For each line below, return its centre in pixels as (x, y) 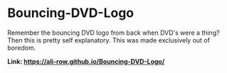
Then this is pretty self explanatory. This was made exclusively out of (109, 40)
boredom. (22, 47)
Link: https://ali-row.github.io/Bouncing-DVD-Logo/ (86, 61)
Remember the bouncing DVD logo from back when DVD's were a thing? (114, 33)
